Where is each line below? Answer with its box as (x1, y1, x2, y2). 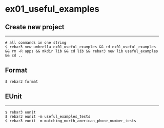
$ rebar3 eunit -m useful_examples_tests (5, 114, 91, 119)
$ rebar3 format (5, 79, 38, 84)
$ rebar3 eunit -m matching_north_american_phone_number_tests (5, 118, 137, 123)
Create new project (5, 23, 64, 31)
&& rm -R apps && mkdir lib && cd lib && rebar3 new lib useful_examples (5, 49, 159, 54)
